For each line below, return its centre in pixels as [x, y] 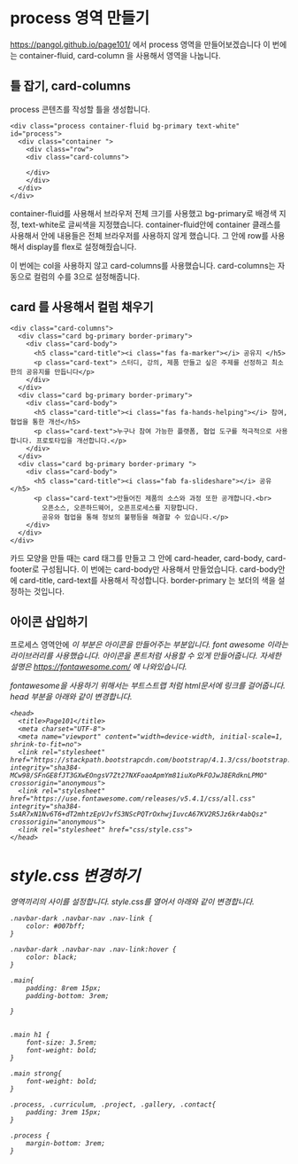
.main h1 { [30, 1035]
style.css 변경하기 [75, 875]
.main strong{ [36, 1074]
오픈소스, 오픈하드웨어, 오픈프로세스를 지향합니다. [120, 508]
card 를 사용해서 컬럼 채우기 [82, 307]
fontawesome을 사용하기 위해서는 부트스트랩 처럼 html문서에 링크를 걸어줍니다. [148, 686]
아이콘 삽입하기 [49, 621]
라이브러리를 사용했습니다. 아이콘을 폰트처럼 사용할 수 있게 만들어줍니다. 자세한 [146, 656]
